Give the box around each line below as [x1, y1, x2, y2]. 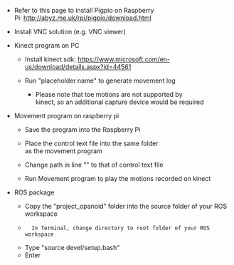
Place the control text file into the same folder [24, 139, 159, 147]
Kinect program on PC [14, 41, 80, 49]
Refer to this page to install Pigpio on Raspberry [14, 6, 154, 14]
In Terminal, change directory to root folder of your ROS [31, 224, 210, 232]
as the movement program [24, 147, 103, 155]
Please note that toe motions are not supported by [35, 90, 183, 98]
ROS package [14, 188, 55, 197]
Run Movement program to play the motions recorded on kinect [24, 175, 211, 182]
